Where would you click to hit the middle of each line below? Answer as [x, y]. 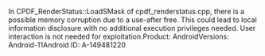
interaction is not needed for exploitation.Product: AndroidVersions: [119, 36]
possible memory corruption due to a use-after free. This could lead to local [132, 20]
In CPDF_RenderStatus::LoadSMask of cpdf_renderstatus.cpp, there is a [127, 11]
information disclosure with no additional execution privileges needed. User [132, 28]
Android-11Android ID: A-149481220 [67, 45]
